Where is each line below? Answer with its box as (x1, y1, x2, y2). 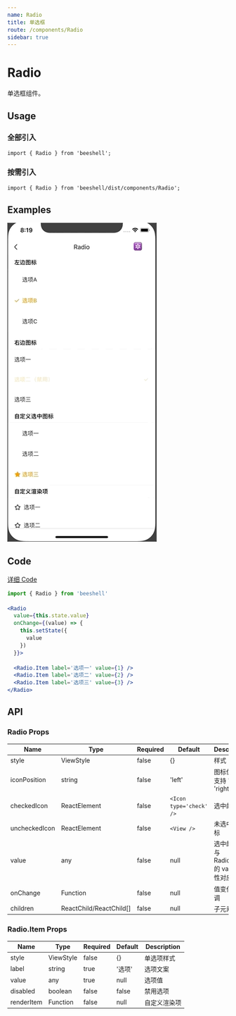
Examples (7, 204, 51, 216)
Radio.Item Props (7, 924, 67, 934)
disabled (10, 986, 35, 995)
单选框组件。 (7, 89, 44, 98)
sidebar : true (7, 34, 49, 41)
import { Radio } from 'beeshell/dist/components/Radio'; (7, 185, 181, 192)
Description (145, 943, 181, 951)
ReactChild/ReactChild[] (60, 904, 131, 912)
